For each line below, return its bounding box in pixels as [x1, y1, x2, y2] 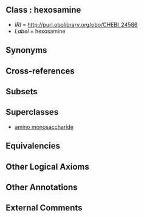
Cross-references [5, 66, 75, 76]
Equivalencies [5, 141, 60, 151]
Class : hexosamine [5, 5, 81, 15]
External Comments [5, 203, 83, 213]
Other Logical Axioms [5, 161, 89, 172]
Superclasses [5, 107, 59, 117]
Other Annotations [5, 182, 78, 192]
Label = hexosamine [14, 27, 66, 35]
